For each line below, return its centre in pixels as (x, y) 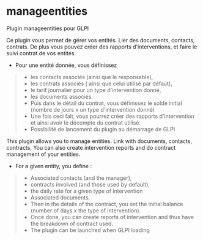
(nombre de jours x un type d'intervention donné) (92, 109)
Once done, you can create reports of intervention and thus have (112, 217)
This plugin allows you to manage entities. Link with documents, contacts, (99, 141)
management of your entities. (43, 154)
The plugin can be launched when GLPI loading (90, 230)
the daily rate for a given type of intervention (87, 191)
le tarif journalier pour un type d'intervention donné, (96, 90)
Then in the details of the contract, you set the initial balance (107, 204)
